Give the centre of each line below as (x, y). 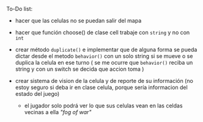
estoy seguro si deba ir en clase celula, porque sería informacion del (101, 87)
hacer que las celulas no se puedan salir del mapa (78, 20)
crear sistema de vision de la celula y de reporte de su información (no (104, 81)
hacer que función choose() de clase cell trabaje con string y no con (102, 32)
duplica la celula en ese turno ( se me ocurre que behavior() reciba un (104, 63)
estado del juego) (37, 94)
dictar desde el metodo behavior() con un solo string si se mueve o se (104, 56)
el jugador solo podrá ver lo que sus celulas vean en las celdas (103, 106)
